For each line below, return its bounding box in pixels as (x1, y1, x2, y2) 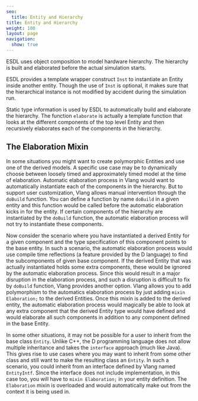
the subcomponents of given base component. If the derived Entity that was (6, 257, 191, 264)
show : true (11, 42, 38, 48)
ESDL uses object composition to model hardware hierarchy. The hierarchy (6, 57, 189, 65)
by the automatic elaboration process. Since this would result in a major (6, 270, 180, 277)
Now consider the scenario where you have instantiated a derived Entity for (6, 232, 190, 239)
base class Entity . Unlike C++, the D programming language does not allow (6, 338, 191, 345)
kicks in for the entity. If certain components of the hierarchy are (6, 208, 163, 215)
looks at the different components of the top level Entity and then (6, 118, 164, 125)
